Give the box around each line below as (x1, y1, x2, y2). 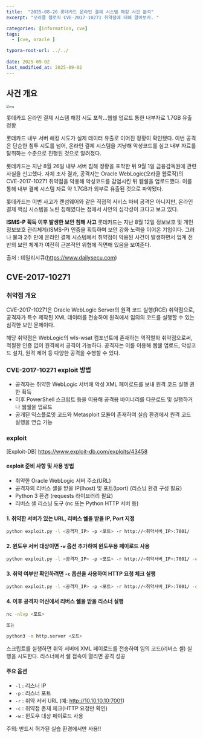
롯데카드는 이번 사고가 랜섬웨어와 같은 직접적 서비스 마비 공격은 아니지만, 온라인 (6, 198, 193, 206)
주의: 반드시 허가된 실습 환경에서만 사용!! (6, 725, 101, 733)
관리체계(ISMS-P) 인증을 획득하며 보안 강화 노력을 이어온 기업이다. (27, 226, 184, 233)
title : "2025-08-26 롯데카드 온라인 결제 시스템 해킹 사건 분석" (6, 8, 154, 15)
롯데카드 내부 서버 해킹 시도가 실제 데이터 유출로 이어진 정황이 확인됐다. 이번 (6, 134, 185, 142)
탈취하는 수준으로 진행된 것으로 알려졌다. (6, 149, 101, 157)
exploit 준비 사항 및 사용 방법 (6, 462, 74, 469)
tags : (6, 31, 20, 37)
